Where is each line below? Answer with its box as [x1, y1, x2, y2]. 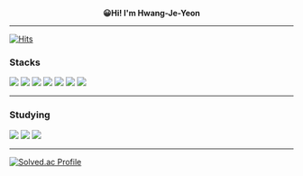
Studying [9, 108, 51, 121]
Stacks [9, 56, 41, 69]
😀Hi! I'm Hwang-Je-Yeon [102, 8, 201, 18]
